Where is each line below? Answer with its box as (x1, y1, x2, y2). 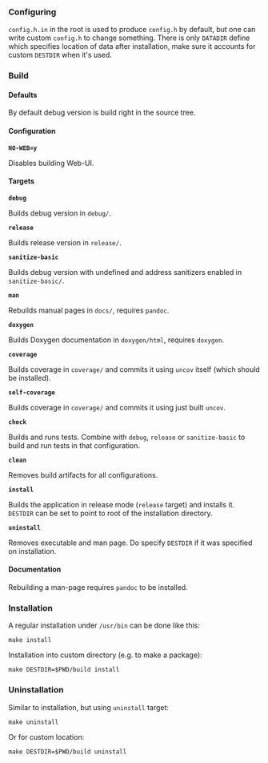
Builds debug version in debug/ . (8, 208, 112, 218)
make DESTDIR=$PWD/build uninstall (8, 748, 127, 756)
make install (8, 636, 52, 644)
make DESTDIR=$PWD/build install (8, 666, 120, 674)
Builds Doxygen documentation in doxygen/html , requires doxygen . (8, 335, 225, 345)
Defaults (8, 90, 38, 99)
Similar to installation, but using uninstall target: (8, 702, 170, 712)
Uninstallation (8, 684, 64, 696)
